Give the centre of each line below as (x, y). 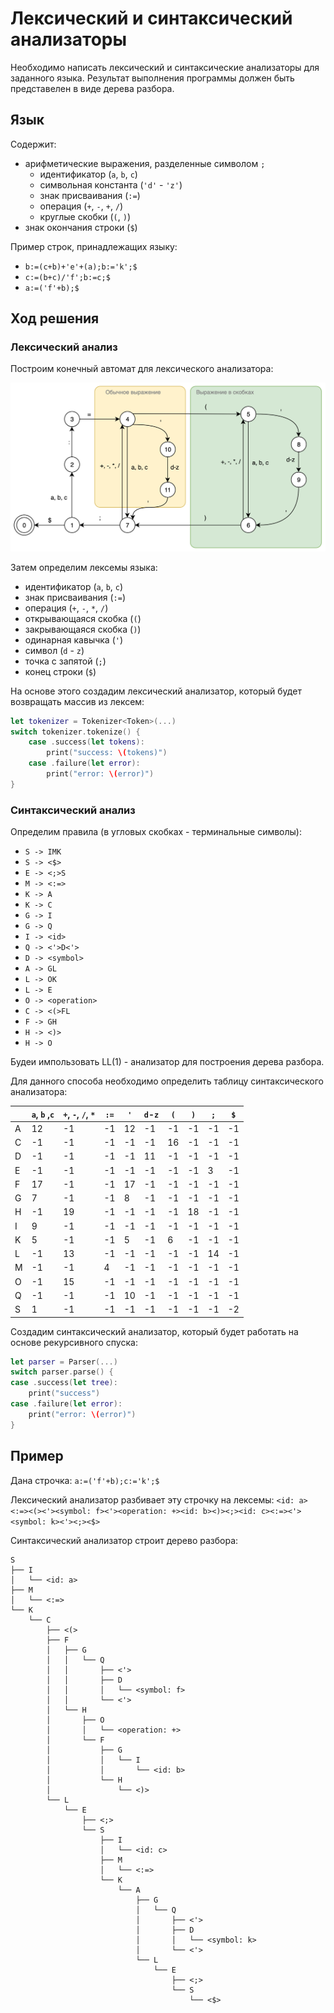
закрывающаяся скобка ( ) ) (83, 629)
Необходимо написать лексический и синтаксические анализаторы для (165, 67)
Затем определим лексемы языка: (84, 567)
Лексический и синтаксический (151, 18)
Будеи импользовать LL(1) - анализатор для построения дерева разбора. (167, 1062)
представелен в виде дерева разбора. (92, 88)
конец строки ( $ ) (60, 671)
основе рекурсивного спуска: (74, 1342)
